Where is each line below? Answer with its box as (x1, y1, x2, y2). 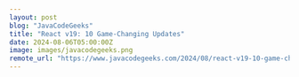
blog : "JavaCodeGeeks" (9, 21, 93, 30)
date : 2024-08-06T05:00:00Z (9, 37, 114, 47)
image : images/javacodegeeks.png (9, 46, 133, 55)
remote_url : (9, 54, 53, 63)
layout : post (9, 12, 58, 22)
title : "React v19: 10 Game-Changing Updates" (9, 29, 185, 38)
